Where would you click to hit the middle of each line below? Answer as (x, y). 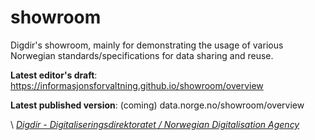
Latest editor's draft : (54, 75)
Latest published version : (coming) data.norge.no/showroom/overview (157, 105)
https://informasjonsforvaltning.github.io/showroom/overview (137, 85)
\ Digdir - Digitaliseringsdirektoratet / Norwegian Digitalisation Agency (155, 124)
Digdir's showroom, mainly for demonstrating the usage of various (147, 45)
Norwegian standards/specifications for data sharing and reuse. (142, 55)
